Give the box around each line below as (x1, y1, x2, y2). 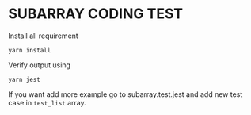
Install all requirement (8, 31, 79, 40)
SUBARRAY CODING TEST (8, 5, 184, 23)
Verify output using (8, 60, 71, 70)
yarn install (8, 46, 51, 54)
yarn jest (8, 75, 41, 83)
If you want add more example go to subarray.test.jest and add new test (8, 89, 243, 99)
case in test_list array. (8, 98, 87, 107)
